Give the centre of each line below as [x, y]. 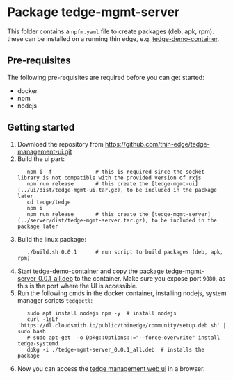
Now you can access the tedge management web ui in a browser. [111, 368]
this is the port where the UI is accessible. [77, 286]
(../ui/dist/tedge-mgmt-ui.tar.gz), [70, 190]
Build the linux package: [52, 239]
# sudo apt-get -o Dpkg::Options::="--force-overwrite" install [123, 338]
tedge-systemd [38, 344]
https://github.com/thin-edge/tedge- [157, 144]
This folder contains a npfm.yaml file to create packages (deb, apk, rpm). [111, 31]
